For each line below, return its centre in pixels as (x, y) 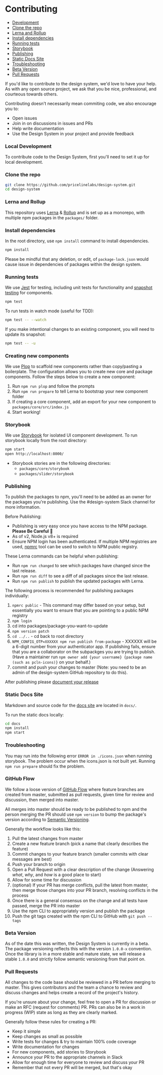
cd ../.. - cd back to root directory (48, 636)
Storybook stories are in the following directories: (61, 463)
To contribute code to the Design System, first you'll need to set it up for (77, 157)
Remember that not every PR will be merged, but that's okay (72, 1068)
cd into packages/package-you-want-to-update (60, 626)
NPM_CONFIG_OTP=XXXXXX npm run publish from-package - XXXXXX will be (84, 641)
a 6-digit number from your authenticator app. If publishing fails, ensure (84, 647)
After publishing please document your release (52, 682)
